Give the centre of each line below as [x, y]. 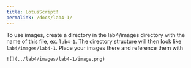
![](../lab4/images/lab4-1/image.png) [56, 59]
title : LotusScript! [33, 12]
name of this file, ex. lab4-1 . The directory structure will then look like [94, 41]
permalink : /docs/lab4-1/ [39, 18]
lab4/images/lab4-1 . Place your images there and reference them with [95, 48]
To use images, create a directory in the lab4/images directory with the [96, 35]
